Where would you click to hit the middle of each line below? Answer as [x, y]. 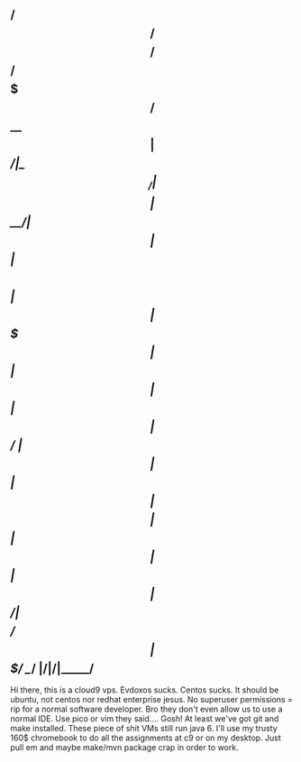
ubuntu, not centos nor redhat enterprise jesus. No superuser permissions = [152, 699]
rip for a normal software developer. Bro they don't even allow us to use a [146, 709]
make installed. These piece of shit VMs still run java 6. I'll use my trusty [144, 728]
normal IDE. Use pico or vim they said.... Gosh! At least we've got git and [145, 719]
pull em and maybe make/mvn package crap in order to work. [124, 747]
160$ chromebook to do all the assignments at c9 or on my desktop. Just [146, 738]
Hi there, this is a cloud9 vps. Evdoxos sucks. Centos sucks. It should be [145, 690]
